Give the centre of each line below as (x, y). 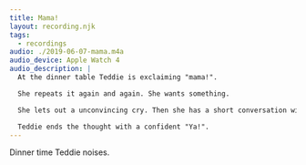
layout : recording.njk (52, 26)
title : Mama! (34, 18)
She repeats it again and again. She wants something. (124, 93)
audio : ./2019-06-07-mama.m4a (67, 52)
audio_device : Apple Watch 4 (65, 60)
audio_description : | (51, 69)
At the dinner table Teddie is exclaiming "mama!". (118, 77)
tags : (20, 35)
